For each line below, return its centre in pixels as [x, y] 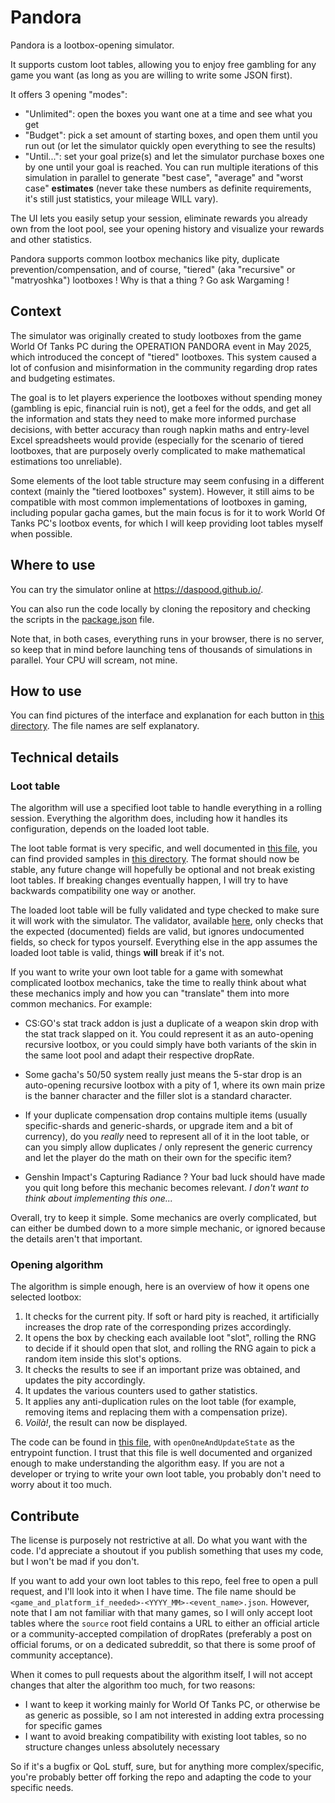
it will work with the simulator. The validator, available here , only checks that [167, 921]
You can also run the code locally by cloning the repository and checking [160, 608]
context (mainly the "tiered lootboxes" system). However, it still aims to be [162, 491]
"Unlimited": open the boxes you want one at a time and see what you [168, 113]
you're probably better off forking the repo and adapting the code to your [161, 1777]
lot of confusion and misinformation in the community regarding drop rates [164, 367]
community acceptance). [62, 1655]
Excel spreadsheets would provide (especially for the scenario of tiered [157, 440]
